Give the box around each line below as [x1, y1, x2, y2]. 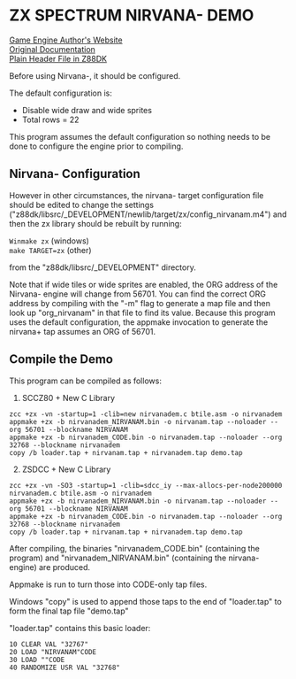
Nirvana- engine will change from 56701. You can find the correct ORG [9, 289, 267, 299]
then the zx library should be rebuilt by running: [9, 218, 183, 228]
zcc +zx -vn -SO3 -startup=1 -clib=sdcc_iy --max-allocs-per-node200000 [9, 481, 283, 490]
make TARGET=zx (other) [9, 244, 92, 255]
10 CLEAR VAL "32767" [9, 639, 89, 649]
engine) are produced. [9, 561, 91, 572]
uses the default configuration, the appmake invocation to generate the [9, 316, 269, 328]
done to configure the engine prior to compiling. [9, 141, 184, 151]
